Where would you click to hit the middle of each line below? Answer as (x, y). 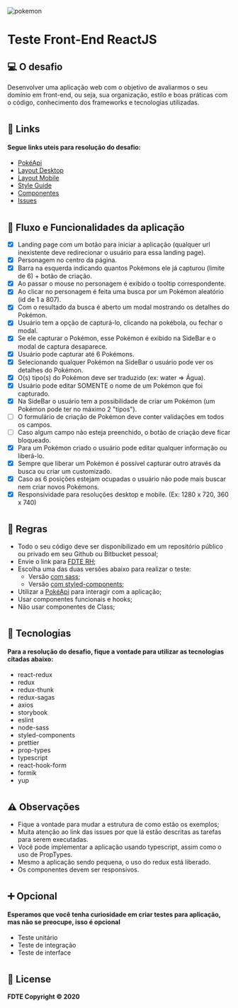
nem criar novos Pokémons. (58, 487)
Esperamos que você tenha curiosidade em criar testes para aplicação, (114, 914)
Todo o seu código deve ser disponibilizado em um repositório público (120, 546)
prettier (28, 743)
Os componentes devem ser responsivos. (78, 869)
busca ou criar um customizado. (64, 472)
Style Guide (34, 185)
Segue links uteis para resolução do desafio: (74, 147)
